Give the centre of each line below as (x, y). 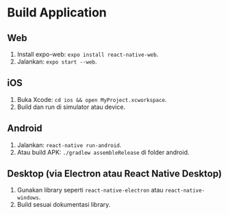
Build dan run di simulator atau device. (71, 107)
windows (28, 198)
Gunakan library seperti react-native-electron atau (90, 190)
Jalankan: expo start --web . (57, 62)
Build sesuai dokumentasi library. (64, 205)
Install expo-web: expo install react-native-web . (88, 54)
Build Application (57, 13)
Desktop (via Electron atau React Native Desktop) (115, 174)
